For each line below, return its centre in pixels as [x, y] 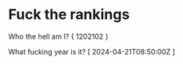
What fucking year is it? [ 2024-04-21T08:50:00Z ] [92, 51]
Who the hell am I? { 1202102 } [58, 36]
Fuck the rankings [69, 15]
